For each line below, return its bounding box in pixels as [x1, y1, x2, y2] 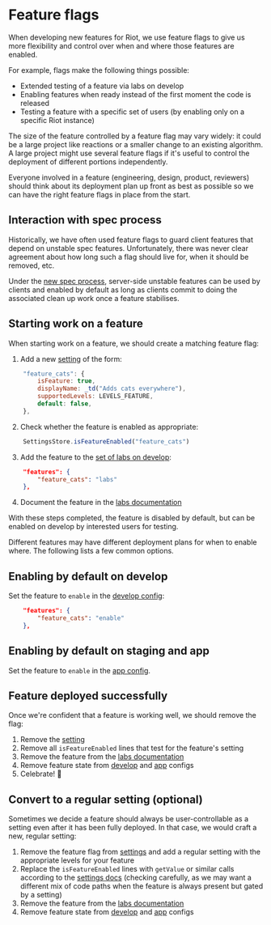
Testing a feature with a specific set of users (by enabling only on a [19, 107, 245, 117]
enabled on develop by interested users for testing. [8, 522, 179, 532]
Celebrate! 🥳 [19, 769, 62, 779]
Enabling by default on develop [8, 569, 168, 583]
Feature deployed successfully [8, 689, 168, 702]
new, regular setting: [8, 831, 77, 841]
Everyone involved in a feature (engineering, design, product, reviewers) [8, 172, 250, 182]
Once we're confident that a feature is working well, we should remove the [8, 711, 256, 720]
